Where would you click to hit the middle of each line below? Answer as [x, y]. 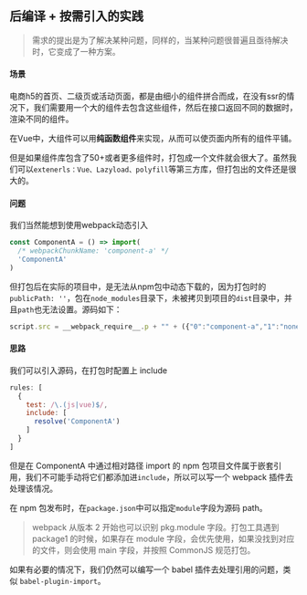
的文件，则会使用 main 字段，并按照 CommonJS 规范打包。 [143, 549]
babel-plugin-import [58, 581]
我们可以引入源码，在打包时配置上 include [88, 370]
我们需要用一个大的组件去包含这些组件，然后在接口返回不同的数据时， [165, 108]
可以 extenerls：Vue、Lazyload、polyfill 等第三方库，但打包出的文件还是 [153, 169]
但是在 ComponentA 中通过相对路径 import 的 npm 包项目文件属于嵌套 [142, 465]
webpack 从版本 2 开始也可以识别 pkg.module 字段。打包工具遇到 [155, 527]
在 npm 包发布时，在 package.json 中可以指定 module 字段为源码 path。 [138, 507]
